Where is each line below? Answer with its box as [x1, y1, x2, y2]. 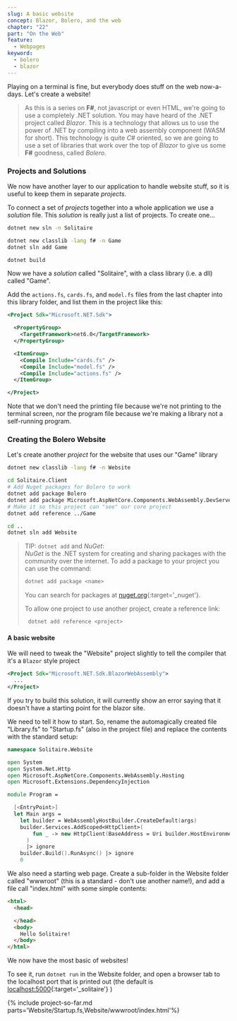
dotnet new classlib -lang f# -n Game [7, 237, 121, 244]
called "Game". [7, 277, 51, 285]
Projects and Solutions [7, 166, 87, 176]
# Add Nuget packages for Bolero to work [7, 484, 131, 491]
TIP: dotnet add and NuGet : [24, 542, 104, 551]
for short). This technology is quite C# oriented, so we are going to [24, 133, 219, 142]
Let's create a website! [24, 90, 91, 98]
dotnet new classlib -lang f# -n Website [7, 464, 131, 472]
